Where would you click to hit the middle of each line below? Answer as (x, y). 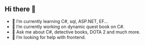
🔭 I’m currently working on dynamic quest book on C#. (68, 26)
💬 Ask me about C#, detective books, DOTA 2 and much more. (76, 32)
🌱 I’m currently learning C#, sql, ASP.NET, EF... (60, 21)
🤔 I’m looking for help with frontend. (49, 37)
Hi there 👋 (20, 9)
